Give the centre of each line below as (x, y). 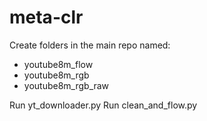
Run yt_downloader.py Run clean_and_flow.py (103, 105)
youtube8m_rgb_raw (66, 85)
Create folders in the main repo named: (90, 45)
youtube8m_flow (58, 64)
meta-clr (46, 17)
